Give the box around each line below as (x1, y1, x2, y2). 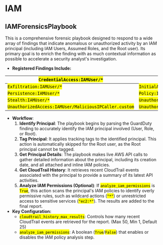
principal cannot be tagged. (19, 147, 75, 152)
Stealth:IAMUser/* (7, 97, 50, 103)
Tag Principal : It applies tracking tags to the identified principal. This (19, 136, 157, 142)
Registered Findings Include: (12, 65, 72, 71)
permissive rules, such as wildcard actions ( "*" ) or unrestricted (19, 193, 146, 199)
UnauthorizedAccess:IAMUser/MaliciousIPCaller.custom (7, 104, 134, 110)
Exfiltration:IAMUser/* (7, 84, 63, 89)
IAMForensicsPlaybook (5, 22, 77, 31)
